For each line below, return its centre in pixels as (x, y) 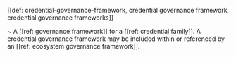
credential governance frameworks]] (61, 18)
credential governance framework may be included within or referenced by (116, 39)
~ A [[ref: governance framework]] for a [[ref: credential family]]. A (104, 31)
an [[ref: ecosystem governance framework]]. (74, 46)
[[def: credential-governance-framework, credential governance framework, (118, 10)
